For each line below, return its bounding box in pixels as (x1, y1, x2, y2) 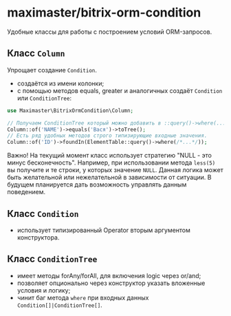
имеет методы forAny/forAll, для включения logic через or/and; (16, 271, 201, 280)
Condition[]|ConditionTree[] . (16, 301, 103, 309)
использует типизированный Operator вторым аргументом (16, 226, 191, 234)
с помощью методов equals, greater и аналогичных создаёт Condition (16, 86, 223, 94)
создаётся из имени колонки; (16, 79, 104, 87)
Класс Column (7, 48, 65, 59)
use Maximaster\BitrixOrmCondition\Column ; (7, 107, 134, 114)
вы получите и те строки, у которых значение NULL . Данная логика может (7, 166, 223, 174)
